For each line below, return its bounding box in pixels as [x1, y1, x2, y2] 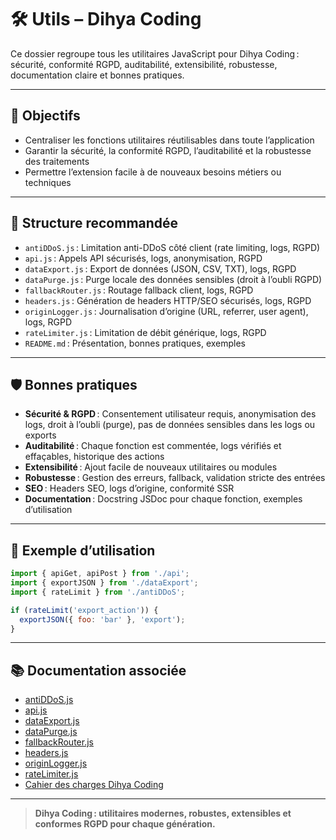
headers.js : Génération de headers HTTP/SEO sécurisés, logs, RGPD [24, 294, 312, 306]
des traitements [24, 155, 90, 167]
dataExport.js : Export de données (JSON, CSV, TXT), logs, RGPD [24, 262, 297, 275]
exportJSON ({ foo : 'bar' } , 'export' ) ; [19, 614, 186, 625]
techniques [24, 176, 72, 188]
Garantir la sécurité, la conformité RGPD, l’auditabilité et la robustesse [24, 144, 312, 156]
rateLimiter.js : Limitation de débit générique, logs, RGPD [24, 326, 267, 338]
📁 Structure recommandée [10, 215, 179, 232]
